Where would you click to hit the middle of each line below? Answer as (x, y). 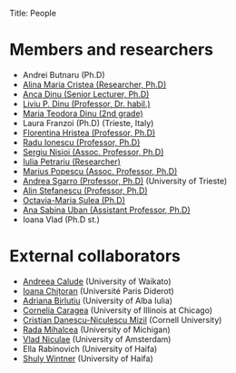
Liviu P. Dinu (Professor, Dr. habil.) (87, 103)
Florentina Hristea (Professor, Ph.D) (89, 133)
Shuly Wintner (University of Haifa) (88, 358)
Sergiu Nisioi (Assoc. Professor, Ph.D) (93, 152)
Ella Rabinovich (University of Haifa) (90, 348)
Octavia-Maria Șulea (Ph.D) (74, 200)
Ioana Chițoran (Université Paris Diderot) (98, 290)
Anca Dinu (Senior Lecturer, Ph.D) (86, 93)
